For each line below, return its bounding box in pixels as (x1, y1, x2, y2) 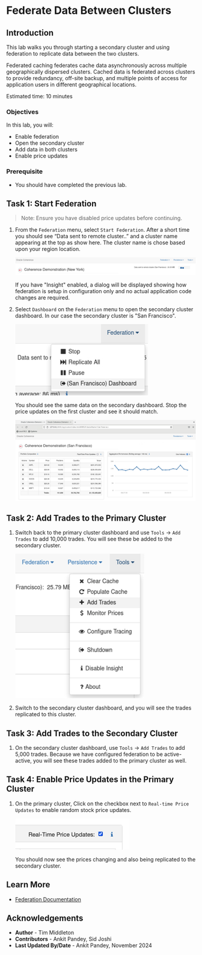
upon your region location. (14, 246, 81, 253)
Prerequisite (6, 167, 43, 176)
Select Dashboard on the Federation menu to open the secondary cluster (14, 306, 194, 313)
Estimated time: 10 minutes (6, 93, 73, 100)
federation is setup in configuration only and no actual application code (14, 288, 192, 295)
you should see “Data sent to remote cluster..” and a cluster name (14, 233, 178, 240)
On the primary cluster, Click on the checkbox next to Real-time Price (14, 800, 189, 807)
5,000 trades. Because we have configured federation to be (14, 750, 164, 758)
